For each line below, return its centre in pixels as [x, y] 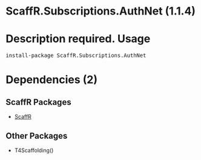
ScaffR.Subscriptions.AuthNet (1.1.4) [101, 11]
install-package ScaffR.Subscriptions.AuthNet [76, 55]
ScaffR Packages [38, 102]
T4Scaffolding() [34, 150]
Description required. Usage [78, 39]
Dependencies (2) [52, 80]
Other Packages [37, 135]
